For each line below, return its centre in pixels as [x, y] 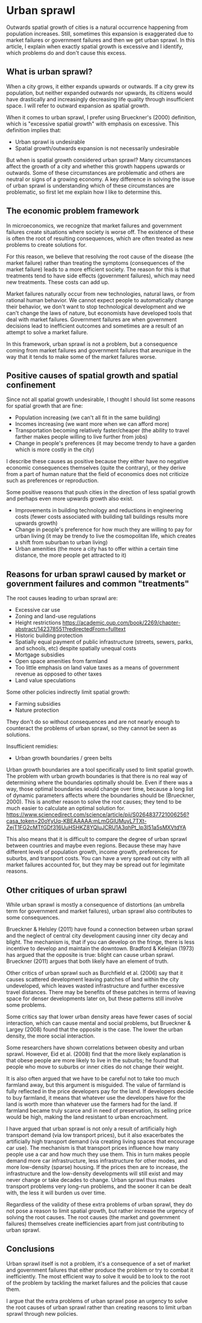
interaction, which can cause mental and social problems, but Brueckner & [99, 1023]
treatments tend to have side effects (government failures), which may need [100, 276]
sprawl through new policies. [42, 1313]
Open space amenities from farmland [61, 661]
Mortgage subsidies [40, 655]
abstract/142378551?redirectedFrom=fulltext [70, 629]
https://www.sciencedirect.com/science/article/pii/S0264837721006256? [98, 814]
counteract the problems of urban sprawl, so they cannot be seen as [91, 728]
